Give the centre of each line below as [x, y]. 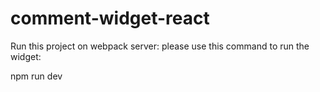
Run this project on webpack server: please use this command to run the [160, 46]
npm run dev [36, 76]
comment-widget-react [110, 18]
